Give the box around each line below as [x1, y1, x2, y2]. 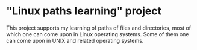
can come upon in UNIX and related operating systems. [6, 37, 144, 44]
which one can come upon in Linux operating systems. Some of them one [6, 30, 189, 37]
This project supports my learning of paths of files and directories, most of [6, 24, 192, 31]
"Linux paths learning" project [6, 4, 162, 18]
